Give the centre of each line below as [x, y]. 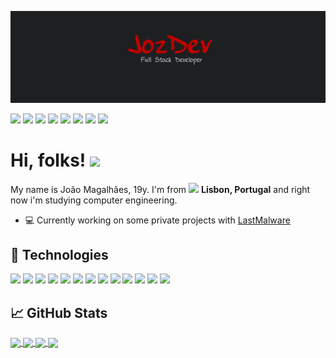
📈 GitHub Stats [59, 312]
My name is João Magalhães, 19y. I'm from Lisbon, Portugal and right [160, 189]
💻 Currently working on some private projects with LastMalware [157, 220]
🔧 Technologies [59, 255]
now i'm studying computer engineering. [94, 200]
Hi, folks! [48, 160]
